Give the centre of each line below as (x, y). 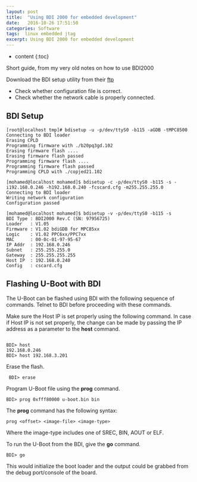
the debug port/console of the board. (52, 472)
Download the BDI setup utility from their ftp (60, 79)
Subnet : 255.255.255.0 (38, 250)
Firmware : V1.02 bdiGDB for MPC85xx (53, 229)
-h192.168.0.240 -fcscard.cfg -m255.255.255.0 (105, 187)
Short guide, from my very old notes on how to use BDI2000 (80, 68)
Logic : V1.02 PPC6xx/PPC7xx (46, 234)
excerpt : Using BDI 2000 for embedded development (70, 39)
